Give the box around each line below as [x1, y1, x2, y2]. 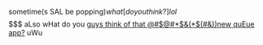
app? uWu [8, 28, 43, 37]
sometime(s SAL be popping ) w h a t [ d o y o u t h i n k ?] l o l [8, 7, 178, 16]
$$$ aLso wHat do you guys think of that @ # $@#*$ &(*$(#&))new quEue [8, 19, 255, 29]
